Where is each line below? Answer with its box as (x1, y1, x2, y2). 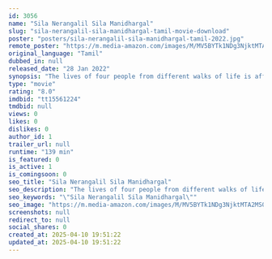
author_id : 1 (8, 132, 53, 140)
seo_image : (8, 201, 45, 209)
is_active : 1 (8, 163, 53, 171)
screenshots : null (8, 208, 70, 216)
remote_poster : (8, 42, 60, 50)
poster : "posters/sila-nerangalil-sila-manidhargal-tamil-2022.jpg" (8, 34, 244, 43)
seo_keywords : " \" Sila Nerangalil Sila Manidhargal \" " (8, 192, 198, 201)
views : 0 (8, 110, 38, 119)
